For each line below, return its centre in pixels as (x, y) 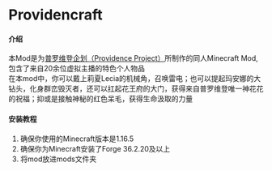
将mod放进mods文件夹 (58, 159)
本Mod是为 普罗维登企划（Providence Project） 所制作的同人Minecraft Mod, (134, 58)
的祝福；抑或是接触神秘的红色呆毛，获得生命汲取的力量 (100, 99)
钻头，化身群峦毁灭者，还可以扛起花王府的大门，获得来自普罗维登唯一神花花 (136, 89)
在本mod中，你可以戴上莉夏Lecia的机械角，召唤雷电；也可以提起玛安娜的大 (135, 79)
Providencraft (55, 15)
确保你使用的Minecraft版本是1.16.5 (77, 139)
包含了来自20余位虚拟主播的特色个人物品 (77, 68)
